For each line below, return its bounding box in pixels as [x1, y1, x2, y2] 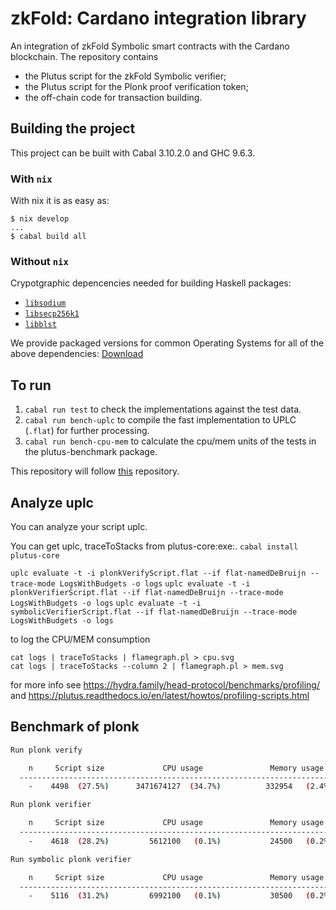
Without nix [10, 254, 69, 268]
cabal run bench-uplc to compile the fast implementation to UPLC [24, 414, 297, 426]
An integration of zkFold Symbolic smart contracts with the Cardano [10, 40, 290, 52]
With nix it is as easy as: [10, 195, 110, 207]
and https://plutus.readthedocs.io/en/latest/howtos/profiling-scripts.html [10, 689, 310, 701]
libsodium [24, 298, 67, 309]
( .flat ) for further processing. [24, 425, 150, 437]
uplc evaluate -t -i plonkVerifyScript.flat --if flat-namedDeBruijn [10, 568, 307, 578]
